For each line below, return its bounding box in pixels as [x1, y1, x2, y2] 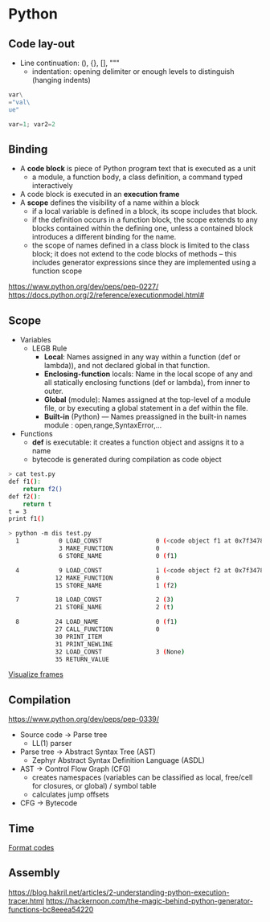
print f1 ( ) [8, 515, 45, 523]
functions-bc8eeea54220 [8, 904, 94, 914]
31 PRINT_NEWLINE [55, 640, 113, 648]
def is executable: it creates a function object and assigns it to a [31, 437, 244, 447]
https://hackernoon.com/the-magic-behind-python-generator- [45, 895, 253, 905]
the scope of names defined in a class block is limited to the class [31, 240, 251, 250]
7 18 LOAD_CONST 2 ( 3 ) [15, 596, 174, 604]
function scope [31, 266, 83, 276]
